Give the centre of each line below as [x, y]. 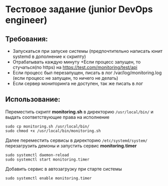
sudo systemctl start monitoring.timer [47, 159]
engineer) [26, 20]
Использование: [33, 99]
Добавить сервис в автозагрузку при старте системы [64, 169]
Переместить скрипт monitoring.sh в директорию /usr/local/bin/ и [79, 112]
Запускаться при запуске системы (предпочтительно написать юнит [88, 51]
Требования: [27, 39]
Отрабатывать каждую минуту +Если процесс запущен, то [77, 62]
